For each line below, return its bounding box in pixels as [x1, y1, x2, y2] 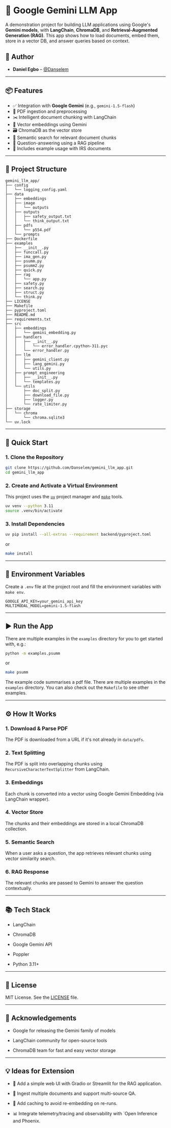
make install [5, 551, 33, 556]
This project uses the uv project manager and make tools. [5, 494, 124, 500]
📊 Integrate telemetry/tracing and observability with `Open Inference [12, 1110, 158, 1116]
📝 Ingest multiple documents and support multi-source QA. [12, 1090, 136, 1096]
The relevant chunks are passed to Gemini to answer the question [5, 880, 144, 886]
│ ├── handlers [5, 334, 42, 340]
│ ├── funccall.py [5, 250, 49, 255]
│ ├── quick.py [5, 268, 42, 273]
